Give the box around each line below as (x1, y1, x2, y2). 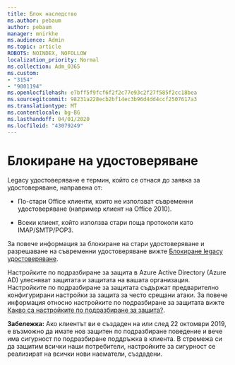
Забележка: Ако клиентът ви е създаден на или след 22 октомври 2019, (7, 320, 227, 328)
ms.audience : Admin (7, 37, 65, 44)
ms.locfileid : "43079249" (7, 122, 83, 129)
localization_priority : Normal (7, 57, 100, 64)
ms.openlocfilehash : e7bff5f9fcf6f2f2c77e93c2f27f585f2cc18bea (7, 89, 198, 96)
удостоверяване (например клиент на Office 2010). (17, 204, 172, 213)
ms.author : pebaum (7, 17, 61, 24)
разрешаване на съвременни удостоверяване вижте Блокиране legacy (7, 247, 224, 255)
